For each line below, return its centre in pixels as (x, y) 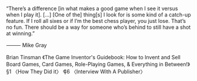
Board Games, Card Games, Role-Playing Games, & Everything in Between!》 (98, 64)
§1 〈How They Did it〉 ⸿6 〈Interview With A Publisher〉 (76, 72)
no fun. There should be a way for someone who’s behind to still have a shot (98, 27)
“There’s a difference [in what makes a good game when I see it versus (92, 9)
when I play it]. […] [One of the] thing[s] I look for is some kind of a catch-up (98, 15)
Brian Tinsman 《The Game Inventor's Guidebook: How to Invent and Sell (93, 57)
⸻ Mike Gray (26, 45)
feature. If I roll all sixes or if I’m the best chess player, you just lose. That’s (96, 21)
